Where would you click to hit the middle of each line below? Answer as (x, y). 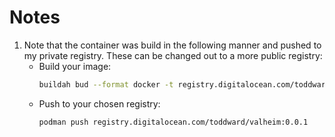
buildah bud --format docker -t (106, 84)
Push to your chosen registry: (99, 103)
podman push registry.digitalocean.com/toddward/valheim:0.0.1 (173, 122)
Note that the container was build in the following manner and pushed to (172, 45)
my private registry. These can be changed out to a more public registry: (173, 55)
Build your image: (75, 66)
